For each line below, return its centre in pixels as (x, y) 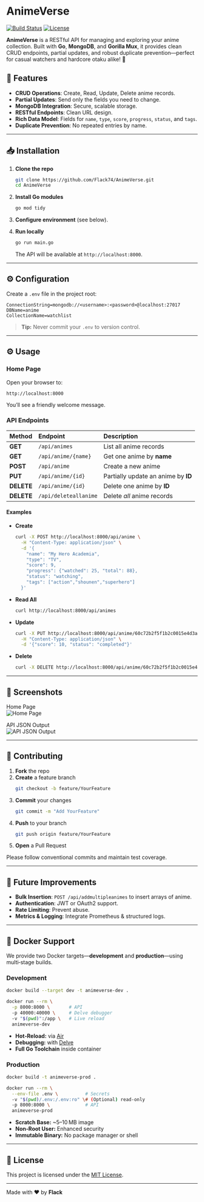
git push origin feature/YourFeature (63, 834)
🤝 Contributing (35, 756)
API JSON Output (28, 725)
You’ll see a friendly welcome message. (56, 405)
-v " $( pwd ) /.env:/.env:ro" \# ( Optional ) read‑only (79, 1099)
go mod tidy (30, 208)
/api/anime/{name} (65, 456)
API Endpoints (28, 420)
